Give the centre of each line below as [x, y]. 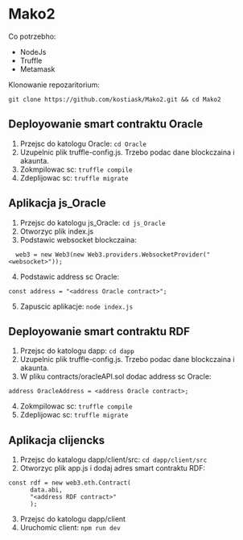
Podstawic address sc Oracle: [69, 276]
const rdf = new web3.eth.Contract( [70, 483]
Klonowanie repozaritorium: [54, 85]
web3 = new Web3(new [50, 255]
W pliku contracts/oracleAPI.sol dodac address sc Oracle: [115, 376]
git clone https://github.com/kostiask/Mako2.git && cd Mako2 [115, 99]
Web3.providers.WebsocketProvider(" [149, 255]
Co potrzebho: [32, 36]
